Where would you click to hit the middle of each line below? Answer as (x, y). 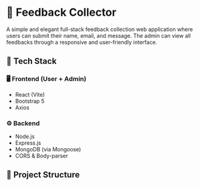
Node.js (25, 136)
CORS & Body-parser (42, 156)
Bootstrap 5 (30, 101)
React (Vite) (30, 94)
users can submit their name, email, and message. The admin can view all (99, 35)
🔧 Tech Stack (32, 61)
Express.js (28, 143)
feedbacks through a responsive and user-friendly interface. (82, 42)
